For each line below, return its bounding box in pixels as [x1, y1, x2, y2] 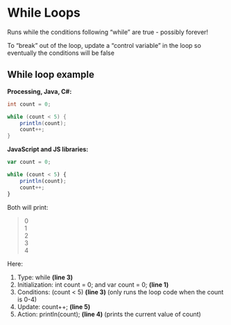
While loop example [7, 69, 95, 81]
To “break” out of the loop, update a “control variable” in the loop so [7, 41, 201, 49]
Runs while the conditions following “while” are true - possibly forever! [7, 28, 209, 36]
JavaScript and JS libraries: [7, 145, 89, 153]
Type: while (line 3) [17, 273, 73, 281]
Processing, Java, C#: [7, 87, 72, 95]
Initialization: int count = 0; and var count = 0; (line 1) [17, 280, 169, 289]
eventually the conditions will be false [7, 49, 114, 57]
